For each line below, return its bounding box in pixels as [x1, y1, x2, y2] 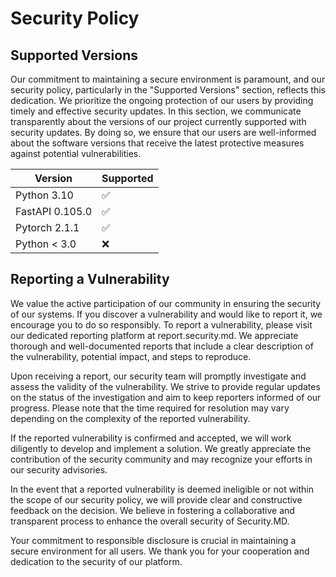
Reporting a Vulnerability [10, 271, 170, 288]
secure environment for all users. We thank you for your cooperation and [10, 545, 310, 557]
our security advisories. [10, 463, 108, 476]
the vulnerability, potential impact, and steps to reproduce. [10, 350, 252, 362]
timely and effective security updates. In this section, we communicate [10, 105, 302, 117]
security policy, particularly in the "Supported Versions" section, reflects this [10, 84, 326, 96]
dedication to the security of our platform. [10, 555, 183, 567]
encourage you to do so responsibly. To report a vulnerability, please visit [10, 318, 313, 331]
